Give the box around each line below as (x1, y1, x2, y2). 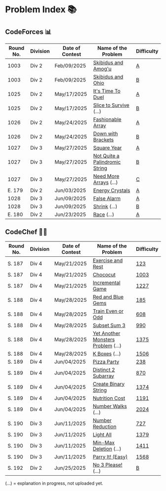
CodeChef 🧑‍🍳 (5, 228, 48, 236)
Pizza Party (92, 358, 120, 365)
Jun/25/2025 (54, 464, 86, 471)
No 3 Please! (92, 461, 123, 468)
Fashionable (93, 116, 122, 123)
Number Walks (92, 403, 127, 409)
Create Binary (92, 380, 125, 387)
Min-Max (92, 439, 115, 446)
